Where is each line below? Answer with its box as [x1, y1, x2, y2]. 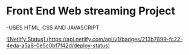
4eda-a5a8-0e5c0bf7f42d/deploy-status [6, 42, 109, 49]
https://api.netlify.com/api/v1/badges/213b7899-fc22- [48, 35, 183, 42]
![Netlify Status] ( [6, 35, 50, 42]
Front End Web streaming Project [6, 4, 176, 18]
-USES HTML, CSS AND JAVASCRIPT [6, 24, 100, 31]
